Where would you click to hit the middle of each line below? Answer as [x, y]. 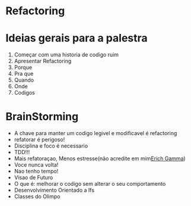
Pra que [24, 74]
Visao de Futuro [34, 177]
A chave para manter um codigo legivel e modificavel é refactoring [95, 133]
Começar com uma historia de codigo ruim [66, 55]
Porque [23, 67]
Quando [24, 80]
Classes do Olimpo [37, 196]
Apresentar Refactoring [43, 61]
